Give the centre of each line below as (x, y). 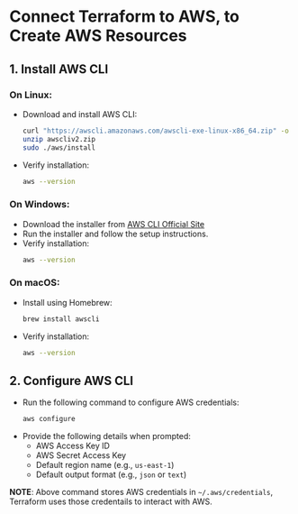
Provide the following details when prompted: (107, 436)
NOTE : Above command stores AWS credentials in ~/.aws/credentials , (141, 492)
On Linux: (31, 95)
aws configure (49, 419)
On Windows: (40, 205)
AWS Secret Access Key (81, 455)
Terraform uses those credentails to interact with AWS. (111, 501)
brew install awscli (61, 319)
